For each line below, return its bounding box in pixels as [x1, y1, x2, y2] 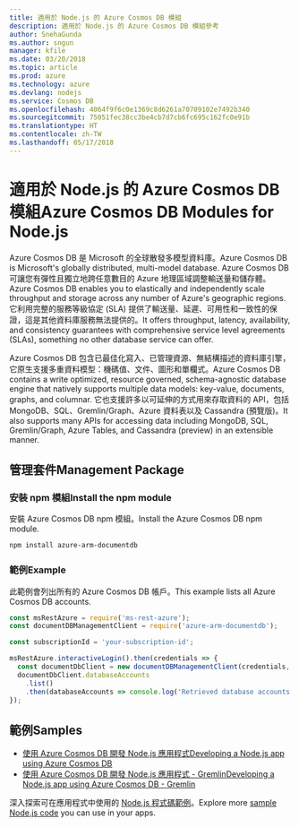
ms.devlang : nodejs [9, 88, 82, 97]
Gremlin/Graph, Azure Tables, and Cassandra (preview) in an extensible [9, 425, 274, 435]
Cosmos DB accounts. [9, 596, 91, 607]
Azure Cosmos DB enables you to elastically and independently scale [9, 283, 265, 294]
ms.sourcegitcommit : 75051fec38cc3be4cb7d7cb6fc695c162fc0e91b [9, 113, 251, 122]
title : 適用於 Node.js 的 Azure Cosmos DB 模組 [9, 13, 182, 22]
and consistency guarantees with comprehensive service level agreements [9, 324, 286, 335]
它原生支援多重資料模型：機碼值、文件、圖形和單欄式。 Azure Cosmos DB [9, 364, 281, 375]
